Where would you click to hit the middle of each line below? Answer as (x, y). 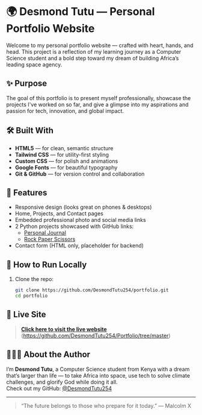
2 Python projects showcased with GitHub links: (74, 226)
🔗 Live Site (26, 315)
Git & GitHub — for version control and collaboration (80, 174)
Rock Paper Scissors (50, 239)
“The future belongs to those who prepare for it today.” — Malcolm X (106, 405)
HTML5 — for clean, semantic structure (64, 148)
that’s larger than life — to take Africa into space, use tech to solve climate (98, 375)
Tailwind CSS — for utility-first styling (62, 154)
